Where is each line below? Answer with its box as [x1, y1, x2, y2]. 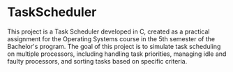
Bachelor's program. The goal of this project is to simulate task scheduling [7, 42, 221, 50]
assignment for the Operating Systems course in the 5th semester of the [7, 34, 216, 43]
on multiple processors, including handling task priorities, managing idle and [7, 50, 227, 58]
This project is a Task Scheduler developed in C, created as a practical [7, 27, 210, 36]
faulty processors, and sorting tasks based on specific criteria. [7, 57, 188, 65]
